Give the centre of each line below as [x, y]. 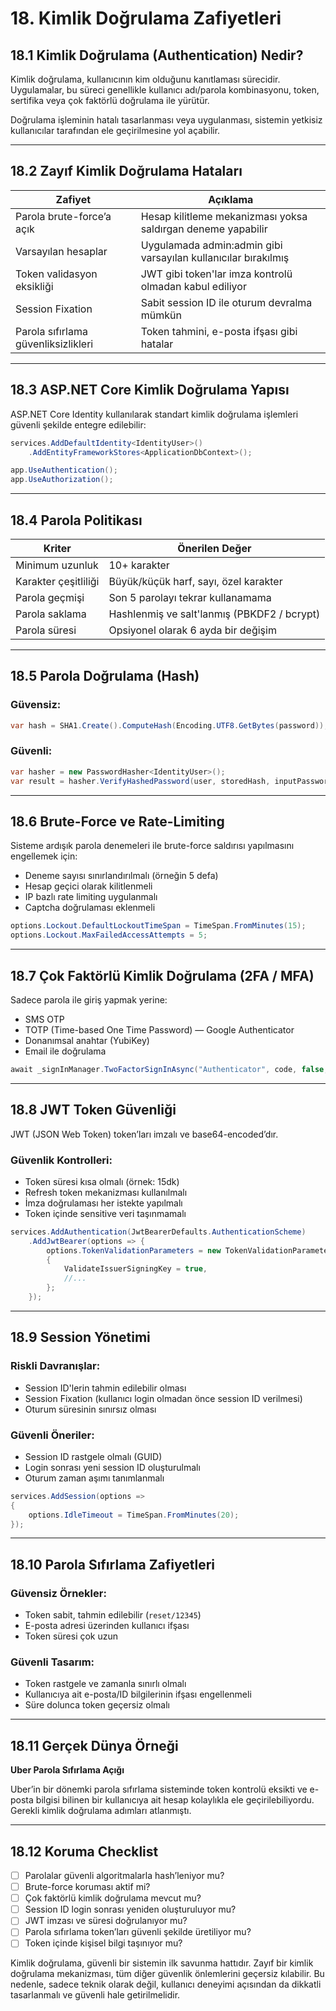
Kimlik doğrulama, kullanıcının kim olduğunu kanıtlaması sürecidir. [145, 79]
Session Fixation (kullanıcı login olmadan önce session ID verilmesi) [163, 1398]
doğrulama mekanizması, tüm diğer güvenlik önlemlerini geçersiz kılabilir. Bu [167, 1974]
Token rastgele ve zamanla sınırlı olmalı [105, 1684]
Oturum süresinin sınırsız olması [90, 1409]
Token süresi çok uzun [71, 1636]
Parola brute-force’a [63, 216]
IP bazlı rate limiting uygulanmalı [91, 897]
